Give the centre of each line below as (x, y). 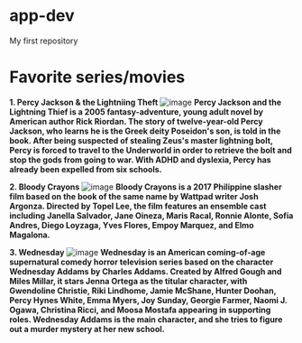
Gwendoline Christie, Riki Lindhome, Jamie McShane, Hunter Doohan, (143, 291)
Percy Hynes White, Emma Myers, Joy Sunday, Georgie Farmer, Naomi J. (148, 300)
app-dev (42, 16)
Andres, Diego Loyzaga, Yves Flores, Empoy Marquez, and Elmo (132, 225)
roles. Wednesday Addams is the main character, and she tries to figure (146, 319)
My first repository (44, 41)
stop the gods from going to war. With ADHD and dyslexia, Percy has (141, 160)
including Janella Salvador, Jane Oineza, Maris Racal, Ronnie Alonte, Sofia (151, 215)
